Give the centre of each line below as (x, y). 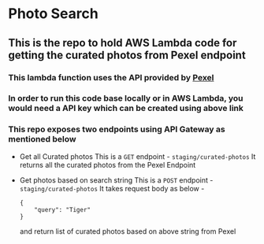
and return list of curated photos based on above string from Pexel (128, 231)
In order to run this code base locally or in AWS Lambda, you (126, 98)
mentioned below (42, 139)
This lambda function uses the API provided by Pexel (111, 77)
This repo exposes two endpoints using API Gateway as (117, 129)
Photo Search (53, 14)
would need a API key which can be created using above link (126, 109)
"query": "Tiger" (62, 209)
